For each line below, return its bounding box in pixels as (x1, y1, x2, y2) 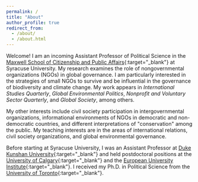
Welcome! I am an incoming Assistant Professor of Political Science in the (6, 53, 186, 59)
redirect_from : (6, 25, 44, 31)
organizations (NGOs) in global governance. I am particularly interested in (6, 71, 186, 78)
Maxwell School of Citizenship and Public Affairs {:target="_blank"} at (6, 58, 175, 66)
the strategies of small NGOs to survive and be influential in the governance (6, 77, 191, 84)
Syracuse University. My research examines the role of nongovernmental (6, 65, 185, 71)
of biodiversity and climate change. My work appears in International (6, 84, 175, 90)
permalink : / (6, 8, 39, 15)
